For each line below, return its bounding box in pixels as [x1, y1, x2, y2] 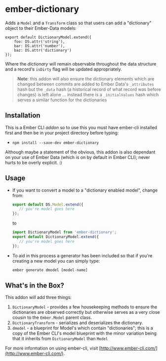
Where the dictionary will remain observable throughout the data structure [5, 61, 157, 67]
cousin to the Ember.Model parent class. [12, 314, 92, 321]
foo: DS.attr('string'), [14, 39, 65, 44]
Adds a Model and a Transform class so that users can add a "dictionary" [5, 20, 152, 26]
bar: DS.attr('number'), [14, 43, 65, 48]
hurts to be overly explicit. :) [5, 159, 62, 165]
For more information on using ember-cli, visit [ [5, 345, 101, 351]
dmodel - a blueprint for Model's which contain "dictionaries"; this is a [12, 325, 153, 331]
